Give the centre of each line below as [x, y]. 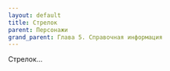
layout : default [34, 15]
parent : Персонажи [38, 30]
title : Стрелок [33, 23]
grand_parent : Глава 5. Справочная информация [85, 37]
